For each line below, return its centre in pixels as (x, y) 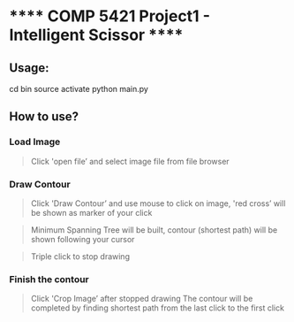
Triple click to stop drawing (80, 256)
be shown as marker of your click (91, 212)
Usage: (30, 68)
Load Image (35, 142)
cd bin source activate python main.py (79, 89)
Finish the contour (49, 279)
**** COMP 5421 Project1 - (109, 16)
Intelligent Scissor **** (96, 35)
